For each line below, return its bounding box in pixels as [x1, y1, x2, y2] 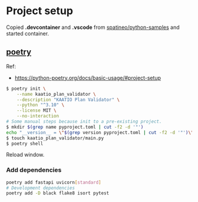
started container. [6, 30, 49, 37]
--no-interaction [16, 113, 60, 119]
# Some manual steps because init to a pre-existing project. [6, 119, 162, 125]
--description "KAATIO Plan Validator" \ [16, 96, 120, 103]
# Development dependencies [6, 185, 75, 191]
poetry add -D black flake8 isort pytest [6, 190, 110, 196]
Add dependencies [6, 166, 62, 174]
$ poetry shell [6, 141, 44, 146]
